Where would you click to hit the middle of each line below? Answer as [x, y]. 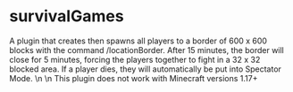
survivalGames [67, 16]
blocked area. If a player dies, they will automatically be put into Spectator [145, 69]
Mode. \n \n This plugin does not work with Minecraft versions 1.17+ [134, 78]
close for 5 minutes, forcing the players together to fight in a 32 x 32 [135, 59]
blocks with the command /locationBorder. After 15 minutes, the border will [146, 50]
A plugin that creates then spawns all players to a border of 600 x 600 [138, 41]
